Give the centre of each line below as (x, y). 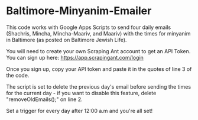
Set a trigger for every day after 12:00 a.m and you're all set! (79, 111)
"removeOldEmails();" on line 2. (44, 99)
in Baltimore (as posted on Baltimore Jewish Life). (66, 40)
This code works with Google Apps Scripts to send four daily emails (89, 27)
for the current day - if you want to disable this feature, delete (81, 93)
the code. (18, 75)
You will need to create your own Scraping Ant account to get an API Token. (98, 51)
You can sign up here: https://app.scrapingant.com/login (75, 57)
